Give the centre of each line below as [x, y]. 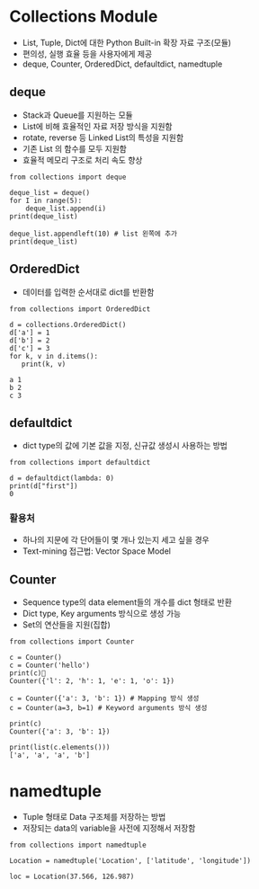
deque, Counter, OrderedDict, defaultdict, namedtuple [122, 64]
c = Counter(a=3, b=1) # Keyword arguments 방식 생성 [108, 708]
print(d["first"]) [44, 486]
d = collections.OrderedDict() [68, 324]
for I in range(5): [46, 200]
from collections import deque [68, 177]
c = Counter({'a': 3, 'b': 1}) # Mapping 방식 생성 [104, 698]
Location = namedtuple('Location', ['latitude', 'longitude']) [130, 861]
